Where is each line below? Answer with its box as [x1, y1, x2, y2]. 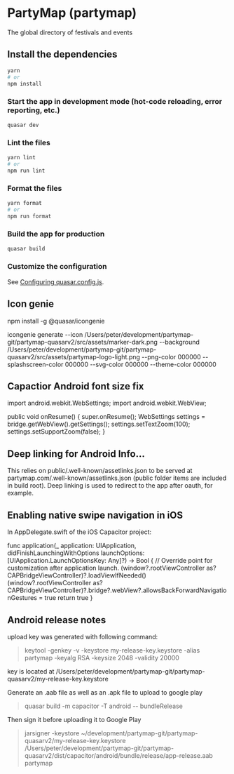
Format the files [7, 184, 62, 194]
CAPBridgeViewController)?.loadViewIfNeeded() [7, 571, 147, 580]
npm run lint [7, 167, 46, 174]
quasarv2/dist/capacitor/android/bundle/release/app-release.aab [24, 751, 214, 759]
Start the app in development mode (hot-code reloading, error [7, 97, 223, 107]
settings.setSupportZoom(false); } [7, 427, 106, 436]
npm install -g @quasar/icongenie [7, 316, 105, 325]
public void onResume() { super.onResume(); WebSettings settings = [7, 413, 205, 421]
